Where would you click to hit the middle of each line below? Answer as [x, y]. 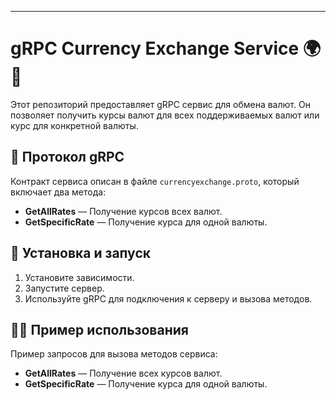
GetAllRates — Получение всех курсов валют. [123, 373]
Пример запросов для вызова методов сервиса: [114, 354]
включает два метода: [58, 192]
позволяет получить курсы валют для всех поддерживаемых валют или [165, 115]
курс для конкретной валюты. [74, 125]
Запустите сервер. [64, 288]
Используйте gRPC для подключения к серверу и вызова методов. [168, 298]
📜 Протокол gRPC [67, 157]
